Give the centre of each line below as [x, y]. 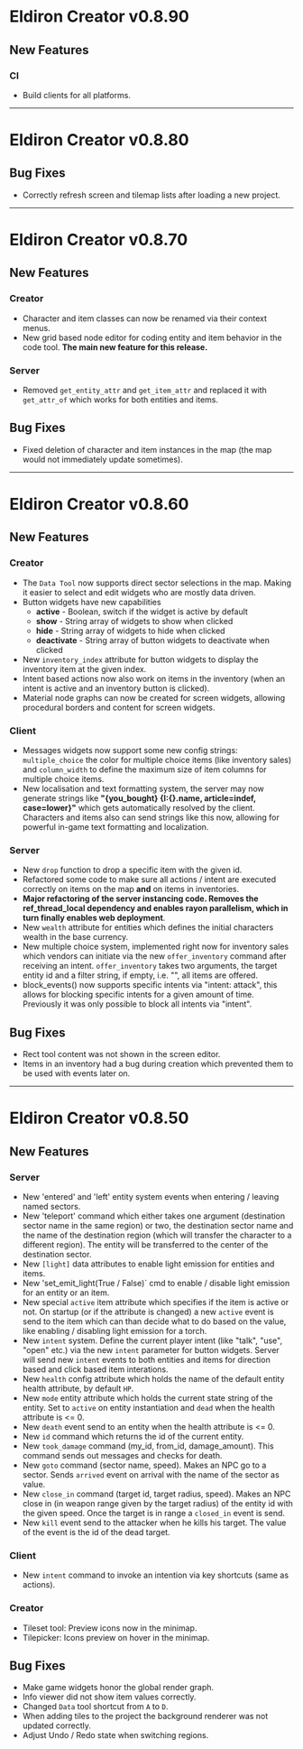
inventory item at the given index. [84, 668]
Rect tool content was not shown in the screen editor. [121, 1054]
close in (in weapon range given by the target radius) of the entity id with [157, 1504]
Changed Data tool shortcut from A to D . [95, 1707]
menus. [37, 327]
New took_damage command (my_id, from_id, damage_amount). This [148, 1446]
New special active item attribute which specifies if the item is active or [156, 1303]
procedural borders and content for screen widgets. [119, 707]
